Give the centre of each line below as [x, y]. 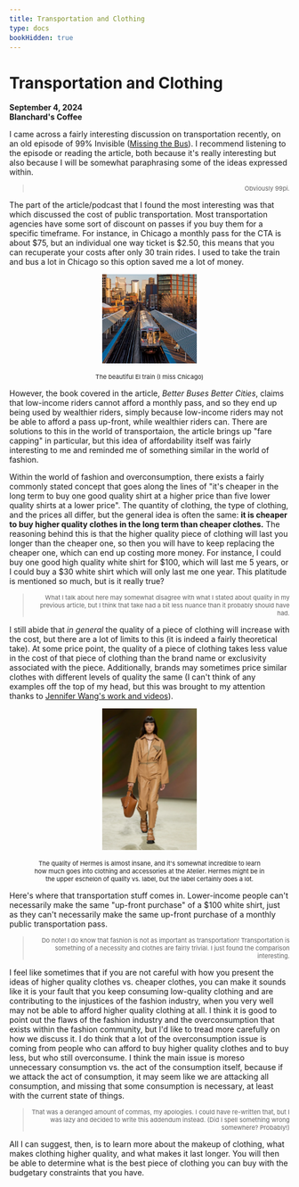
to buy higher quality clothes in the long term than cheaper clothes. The [145, 524]
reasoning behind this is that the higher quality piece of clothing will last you [149, 533]
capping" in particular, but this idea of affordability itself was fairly [130, 441]
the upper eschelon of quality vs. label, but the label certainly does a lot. [149, 879]
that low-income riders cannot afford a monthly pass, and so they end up [143, 402]
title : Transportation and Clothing [77, 19]
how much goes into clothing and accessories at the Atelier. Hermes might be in [149, 871]
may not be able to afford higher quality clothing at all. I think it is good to [143, 1010]
